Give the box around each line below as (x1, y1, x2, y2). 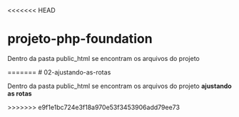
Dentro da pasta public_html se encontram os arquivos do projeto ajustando (7, 82, 232, 90)
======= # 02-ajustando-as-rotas (7, 67, 111, 77)
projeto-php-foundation (7, 31, 153, 47)
